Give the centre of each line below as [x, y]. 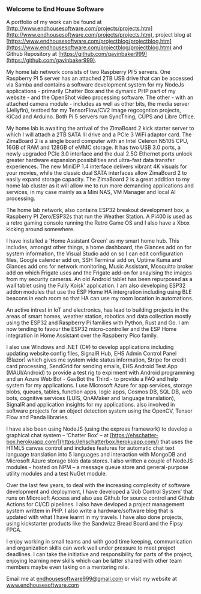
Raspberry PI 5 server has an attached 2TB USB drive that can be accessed [100, 78]
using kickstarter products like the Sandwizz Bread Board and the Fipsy [94, 524]
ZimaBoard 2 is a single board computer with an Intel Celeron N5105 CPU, [97, 141]
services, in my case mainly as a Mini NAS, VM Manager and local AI [91, 192]
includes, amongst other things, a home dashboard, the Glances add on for [99, 247]
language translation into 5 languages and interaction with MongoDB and [96, 455]
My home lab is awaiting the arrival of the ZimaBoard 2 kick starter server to [100, 129]
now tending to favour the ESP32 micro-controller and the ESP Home [91, 329]
